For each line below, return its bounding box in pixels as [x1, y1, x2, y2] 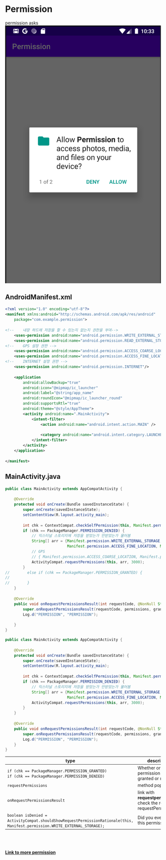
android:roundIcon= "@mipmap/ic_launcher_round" [23, 396, 123, 401]
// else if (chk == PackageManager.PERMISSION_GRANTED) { [5, 570, 142, 575]
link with [137, 789, 155, 795]
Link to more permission [5, 850, 56, 856]
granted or [137, 776, 159, 782]
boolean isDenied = [7, 813, 47, 818]
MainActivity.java [5, 472, 61, 481]
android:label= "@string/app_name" [23, 391, 94, 395]
